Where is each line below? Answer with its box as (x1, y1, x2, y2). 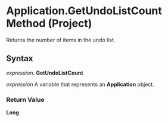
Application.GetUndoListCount (6, 4, 163, 18)
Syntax (6, 53, 33, 63)
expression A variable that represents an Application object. (6, 81, 155, 88)
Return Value (6, 95, 45, 104)
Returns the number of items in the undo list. (6, 36, 116, 43)
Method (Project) (6, 17, 92, 30)
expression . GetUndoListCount (6, 69, 83, 76)
